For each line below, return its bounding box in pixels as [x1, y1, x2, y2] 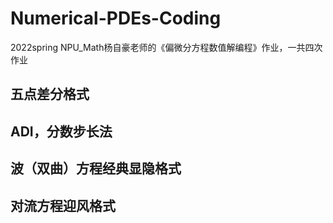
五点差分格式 [10, 86, 90, 103]
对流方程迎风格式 [10, 197, 116, 214]
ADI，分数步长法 [10, 123, 113, 140]
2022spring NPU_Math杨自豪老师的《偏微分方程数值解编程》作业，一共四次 [10, 41, 323, 53]
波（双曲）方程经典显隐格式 [10, 160, 182, 177]
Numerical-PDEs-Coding [10, 7, 222, 30]
